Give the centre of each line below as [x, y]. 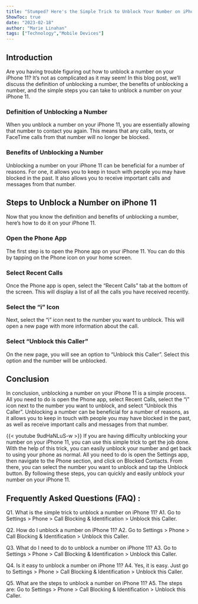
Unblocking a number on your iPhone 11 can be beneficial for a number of [95, 165]
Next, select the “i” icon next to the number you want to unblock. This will [95, 320]
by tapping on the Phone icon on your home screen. [69, 258]
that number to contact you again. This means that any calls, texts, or [90, 131]
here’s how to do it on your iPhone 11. [51, 223]
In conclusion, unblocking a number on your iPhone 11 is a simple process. [96, 393]
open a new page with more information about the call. [72, 326]
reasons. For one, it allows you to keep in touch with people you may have [96, 171]
